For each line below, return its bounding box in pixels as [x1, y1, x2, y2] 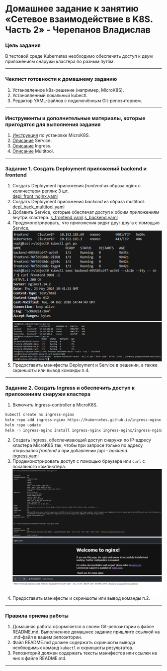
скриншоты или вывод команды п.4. [12, 367, 90, 373]
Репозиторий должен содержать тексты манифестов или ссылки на [12, 650, 158, 656]
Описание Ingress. [12, 143, 52, 149]
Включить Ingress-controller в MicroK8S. [12, 402, 98, 408]
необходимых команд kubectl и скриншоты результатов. [12, 645, 134, 651]
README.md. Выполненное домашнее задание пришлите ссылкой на [12, 629, 160, 635]
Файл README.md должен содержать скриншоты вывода [12, 640, 136, 646]
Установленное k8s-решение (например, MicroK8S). [12, 87, 124, 93]
